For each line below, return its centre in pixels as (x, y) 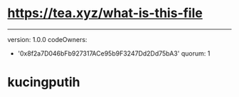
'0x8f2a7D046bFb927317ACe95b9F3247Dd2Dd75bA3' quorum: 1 (114, 53)
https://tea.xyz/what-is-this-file (105, 13)
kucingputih (44, 82)
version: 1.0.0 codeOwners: (47, 39)
